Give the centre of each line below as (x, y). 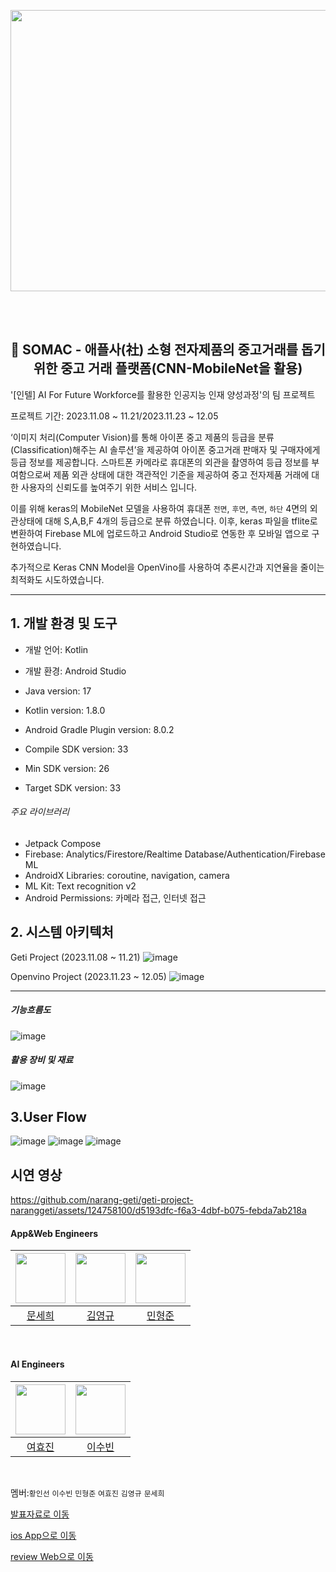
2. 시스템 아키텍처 (62, 932)
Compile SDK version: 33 (76, 749)
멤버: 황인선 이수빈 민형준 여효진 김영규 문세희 (87, 1492)
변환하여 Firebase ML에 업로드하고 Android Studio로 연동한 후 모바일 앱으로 (160, 533)
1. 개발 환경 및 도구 (64, 623)
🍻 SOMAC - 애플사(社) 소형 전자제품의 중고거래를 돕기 (168, 350)
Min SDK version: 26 (67, 768)
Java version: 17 (58, 691)
